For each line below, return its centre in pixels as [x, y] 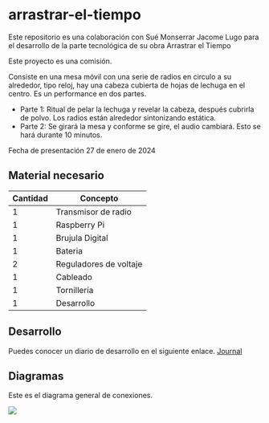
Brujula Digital [82, 238]
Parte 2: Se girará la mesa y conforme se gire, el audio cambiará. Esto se [140, 126]
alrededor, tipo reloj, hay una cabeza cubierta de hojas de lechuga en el [127, 85]
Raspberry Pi [80, 225]
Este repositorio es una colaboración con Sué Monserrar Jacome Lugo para [134, 37]
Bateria [69, 250]
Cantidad [30, 198]
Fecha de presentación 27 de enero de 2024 [82, 150]
